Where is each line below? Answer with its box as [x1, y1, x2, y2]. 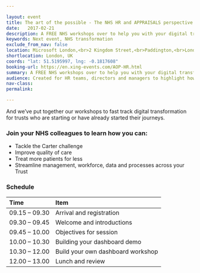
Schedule [6, 183, 35, 191]
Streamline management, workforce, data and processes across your [14, 162, 185, 169]
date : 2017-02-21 [6, 25, 55, 31]
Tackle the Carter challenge [14, 143, 83, 150]
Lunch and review [55, 257, 105, 265]
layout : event [6, 14, 42, 20]
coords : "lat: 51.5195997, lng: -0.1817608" [6, 58, 118, 65]
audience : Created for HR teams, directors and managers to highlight [6, 75, 185, 81]
